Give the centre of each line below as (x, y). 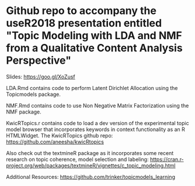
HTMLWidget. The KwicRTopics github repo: (60, 135)
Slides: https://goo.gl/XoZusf (41, 77)
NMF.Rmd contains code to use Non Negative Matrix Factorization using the (97, 105)
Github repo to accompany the (81, 11)
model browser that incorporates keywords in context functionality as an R (96, 129)
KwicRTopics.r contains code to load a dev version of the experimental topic (97, 123)
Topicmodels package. (34, 94)
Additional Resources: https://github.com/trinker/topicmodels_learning (90, 177)
